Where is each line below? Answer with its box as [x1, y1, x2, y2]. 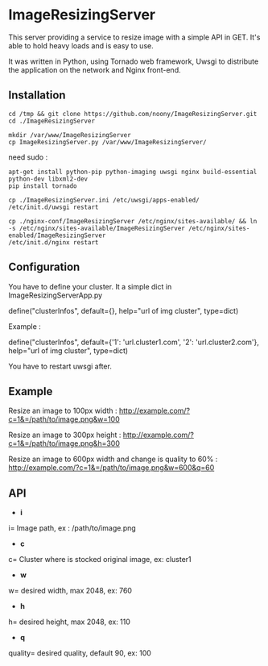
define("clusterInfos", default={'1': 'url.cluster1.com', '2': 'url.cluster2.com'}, [8, 337, 259, 347]
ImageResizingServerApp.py [8, 290, 103, 300]
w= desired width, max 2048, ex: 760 [8, 586, 133, 596]
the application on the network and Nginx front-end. [8, 65, 181, 74]
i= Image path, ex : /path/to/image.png [8, 523, 137, 533]
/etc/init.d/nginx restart [8, 238, 99, 247]
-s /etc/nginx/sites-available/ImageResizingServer [8, 224, 185, 232]
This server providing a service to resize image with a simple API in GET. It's [8, 32, 261, 42]
